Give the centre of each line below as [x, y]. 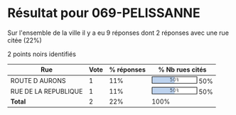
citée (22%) [25, 40]
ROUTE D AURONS [38, 80]
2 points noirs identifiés [42, 54]
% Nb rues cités [182, 70]
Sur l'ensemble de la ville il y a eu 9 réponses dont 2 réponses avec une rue [118, 33]
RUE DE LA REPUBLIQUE [47, 91]
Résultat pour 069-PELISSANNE [104, 13]
